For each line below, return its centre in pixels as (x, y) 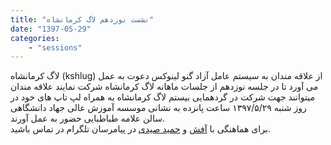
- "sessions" (55, 47)
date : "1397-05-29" (51, 29)
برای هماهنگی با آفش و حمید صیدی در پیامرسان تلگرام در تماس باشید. (140, 129)
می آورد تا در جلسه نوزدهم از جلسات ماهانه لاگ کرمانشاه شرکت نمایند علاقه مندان (164, 87)
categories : (35, 38)
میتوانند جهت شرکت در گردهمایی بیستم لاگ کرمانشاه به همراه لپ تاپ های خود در (163, 97)
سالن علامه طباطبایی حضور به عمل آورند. (88, 118)
